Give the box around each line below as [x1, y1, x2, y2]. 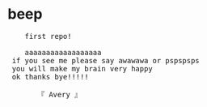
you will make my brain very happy [11, 64, 153, 73]
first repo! [24, 32, 72, 41]
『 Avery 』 [37, 90, 82, 99]
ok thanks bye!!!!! [11, 72, 90, 81]
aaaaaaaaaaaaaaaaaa [24, 48, 102, 57]
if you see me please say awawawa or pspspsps [11, 56, 200, 65]
